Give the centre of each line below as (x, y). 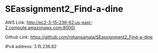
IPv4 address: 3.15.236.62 (31, 46)
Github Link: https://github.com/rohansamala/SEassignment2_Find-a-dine (79, 37)
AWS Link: (15, 22)
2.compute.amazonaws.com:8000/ (40, 27)
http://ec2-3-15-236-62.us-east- (59, 22)
